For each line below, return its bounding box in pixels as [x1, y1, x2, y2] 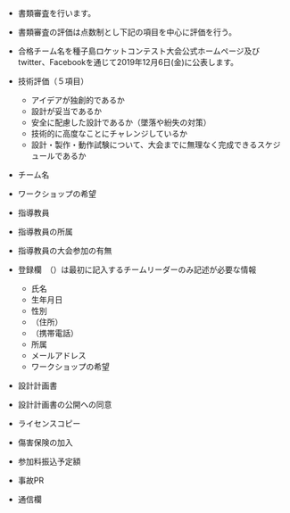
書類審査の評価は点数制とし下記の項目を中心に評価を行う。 [17, 27, 236, 37]
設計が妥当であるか [30, 106, 103, 116]
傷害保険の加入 [17, 437, 73, 448]
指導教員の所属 [17, 227, 73, 236]
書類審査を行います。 [17, 8, 96, 18]
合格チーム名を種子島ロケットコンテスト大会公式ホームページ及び [17, 46, 261, 56]
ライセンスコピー [17, 418, 81, 428]
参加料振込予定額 [17, 456, 81, 467]
